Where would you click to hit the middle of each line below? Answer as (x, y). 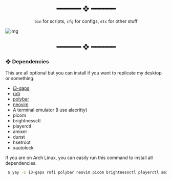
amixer (20, 131)
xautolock (23, 147)
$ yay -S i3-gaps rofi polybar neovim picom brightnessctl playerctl (83, 172)
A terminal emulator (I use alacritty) (50, 110)
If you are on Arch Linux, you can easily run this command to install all (79, 158)
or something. (20, 78)
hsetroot (21, 142)
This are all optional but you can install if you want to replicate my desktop (84, 73)
